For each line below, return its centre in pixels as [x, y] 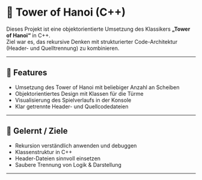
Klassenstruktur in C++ [44, 152]
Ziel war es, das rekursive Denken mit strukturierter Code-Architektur [92, 42]
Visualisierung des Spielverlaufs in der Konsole [73, 100]
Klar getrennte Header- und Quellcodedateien [72, 106]
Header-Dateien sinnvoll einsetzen [58, 158]
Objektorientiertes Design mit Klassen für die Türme [79, 93]
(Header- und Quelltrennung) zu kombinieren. [63, 48]
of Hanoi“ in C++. [29, 35]
